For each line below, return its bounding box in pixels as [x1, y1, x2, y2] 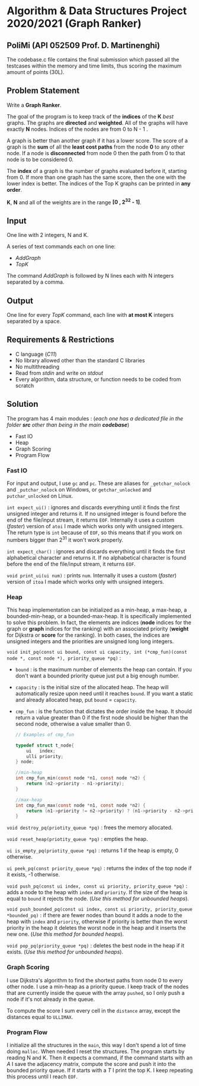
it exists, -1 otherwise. [7, 871, 60, 878]
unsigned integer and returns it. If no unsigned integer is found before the [7, 510, 187, 518]
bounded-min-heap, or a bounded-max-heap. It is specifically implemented [7, 612, 191, 619]
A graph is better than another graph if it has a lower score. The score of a [7, 137, 188, 144]
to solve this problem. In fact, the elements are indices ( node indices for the [7, 619, 192, 626]
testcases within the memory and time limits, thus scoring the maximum [7, 62, 182, 69]
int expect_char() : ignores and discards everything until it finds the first [7, 548, 185, 555]
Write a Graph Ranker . [7, 101, 62, 108]
